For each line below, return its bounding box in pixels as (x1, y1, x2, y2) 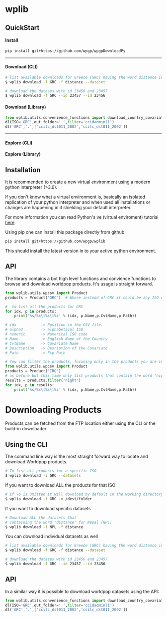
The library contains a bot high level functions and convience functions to (5, 276, 156, 282)
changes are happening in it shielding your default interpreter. (5, 205, 132, 211)
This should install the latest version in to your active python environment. (5, 248, 157, 254)
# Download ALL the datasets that (5, 515, 77, 520)
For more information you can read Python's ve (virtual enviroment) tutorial (5, 214, 159, 220)
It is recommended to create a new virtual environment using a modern (5, 179, 151, 185)
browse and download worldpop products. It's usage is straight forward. (5, 281, 153, 287)
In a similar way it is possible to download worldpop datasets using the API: (5, 588, 159, 595)
